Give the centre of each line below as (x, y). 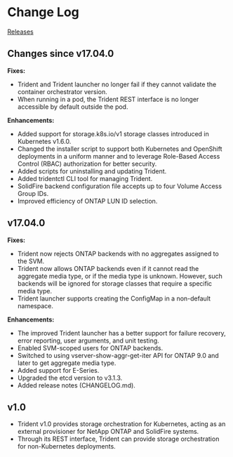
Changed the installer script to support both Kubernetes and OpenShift (120, 149)
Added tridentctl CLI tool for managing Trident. (85, 178)
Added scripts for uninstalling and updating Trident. (92, 171)
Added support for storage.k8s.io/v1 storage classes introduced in (113, 133)
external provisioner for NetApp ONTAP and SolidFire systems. (108, 432)
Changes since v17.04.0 (61, 54)
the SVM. (31, 261)
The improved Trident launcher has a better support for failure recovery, (121, 333)
